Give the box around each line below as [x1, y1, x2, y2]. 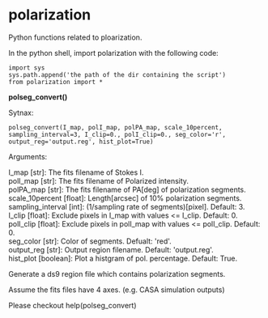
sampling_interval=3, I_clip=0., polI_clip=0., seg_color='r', [8, 130, 227, 138]
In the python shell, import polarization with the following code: [8, 48, 219, 57]
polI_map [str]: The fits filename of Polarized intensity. [8, 176, 189, 185]
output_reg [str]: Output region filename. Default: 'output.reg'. [8, 244, 215, 254]
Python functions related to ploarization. [8, 32, 143, 42]
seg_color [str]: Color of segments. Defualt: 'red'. [8, 236, 172, 246]
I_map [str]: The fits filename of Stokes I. [8, 167, 144, 177]
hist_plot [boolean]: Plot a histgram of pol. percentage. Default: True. [8, 253, 237, 263]
